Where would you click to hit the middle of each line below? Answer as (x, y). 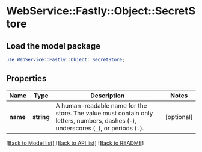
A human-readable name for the (101, 105)
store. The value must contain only (104, 113)
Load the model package (54, 46)
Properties (26, 78)
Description (108, 96)
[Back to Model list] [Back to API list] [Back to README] (75, 143)
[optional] (179, 117)
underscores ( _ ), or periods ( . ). (100, 128)
